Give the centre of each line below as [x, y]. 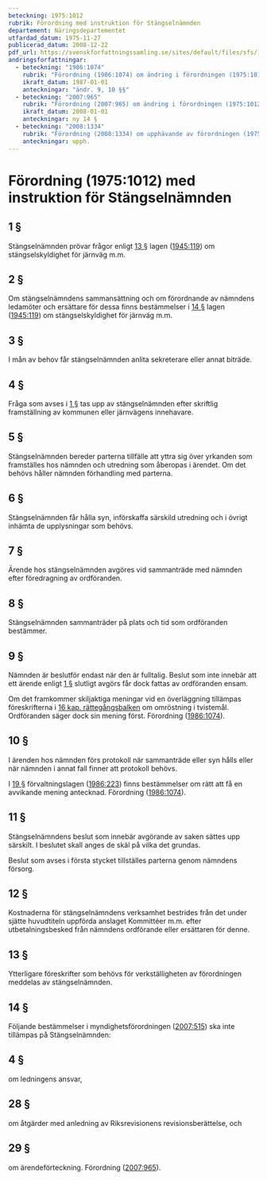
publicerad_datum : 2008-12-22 [58, 45]
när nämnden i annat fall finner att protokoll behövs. [93, 768]
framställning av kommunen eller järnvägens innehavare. [101, 412]
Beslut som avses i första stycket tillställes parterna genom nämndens [123, 860]
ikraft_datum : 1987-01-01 [66, 82]
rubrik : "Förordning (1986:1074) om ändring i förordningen [124, 75]
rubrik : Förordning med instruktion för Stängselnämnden [104, 23]
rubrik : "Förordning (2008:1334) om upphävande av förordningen [131, 134]
